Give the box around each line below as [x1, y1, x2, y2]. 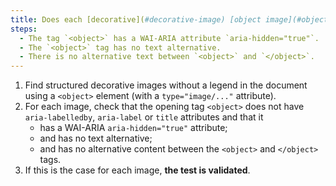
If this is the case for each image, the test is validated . [24, 164, 251, 176]
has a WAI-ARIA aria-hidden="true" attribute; [39, 122, 228, 134]
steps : [10, 24, 38, 34]
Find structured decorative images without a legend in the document [24, 79, 308, 91]
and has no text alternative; [39, 132, 153, 145]
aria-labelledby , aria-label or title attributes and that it [24, 111, 264, 123]
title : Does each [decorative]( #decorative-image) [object [10, 14, 262, 25]
